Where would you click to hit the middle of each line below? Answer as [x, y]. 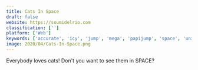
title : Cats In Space [33, 11]
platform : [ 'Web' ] [29, 33]
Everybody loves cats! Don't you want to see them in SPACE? [80, 60]
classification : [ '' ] [33, 28]
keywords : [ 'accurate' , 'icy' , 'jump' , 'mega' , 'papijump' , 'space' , [93, 38]
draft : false [22, 17]
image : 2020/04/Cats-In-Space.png [49, 44]
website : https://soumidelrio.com [49, 22]
